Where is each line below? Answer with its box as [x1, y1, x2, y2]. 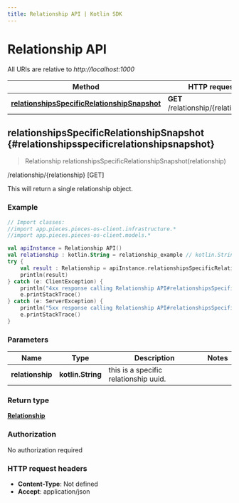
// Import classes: [7, 218, 65, 225]
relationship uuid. [108, 374, 166, 384]
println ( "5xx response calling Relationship [20, 305, 154, 312]
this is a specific [108, 365, 163, 375]
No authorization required [7, 445, 83, 454]
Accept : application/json [17, 487, 90, 496]
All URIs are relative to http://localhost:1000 [7, 65, 135, 73]
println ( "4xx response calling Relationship [20, 285, 154, 292]
